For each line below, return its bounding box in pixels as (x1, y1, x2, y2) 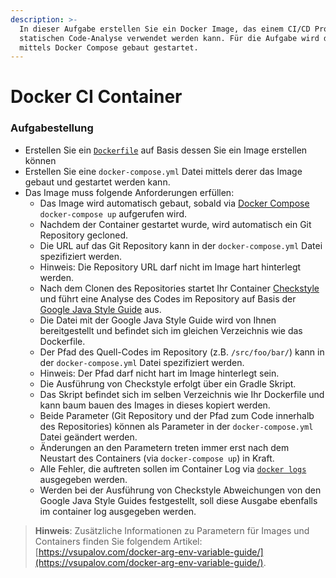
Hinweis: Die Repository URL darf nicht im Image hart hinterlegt (39, 261, 302, 273)
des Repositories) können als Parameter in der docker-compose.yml (39, 420, 314, 432)
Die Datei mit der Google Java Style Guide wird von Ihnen (39, 314, 277, 326)
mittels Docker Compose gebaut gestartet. (19, 42, 199, 53)
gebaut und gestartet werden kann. (24, 176, 171, 188)
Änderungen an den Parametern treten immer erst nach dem (39, 441, 290, 453)
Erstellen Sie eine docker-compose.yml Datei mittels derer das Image (24, 165, 303, 177)
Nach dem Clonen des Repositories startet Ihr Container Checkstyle (39, 282, 320, 294)
